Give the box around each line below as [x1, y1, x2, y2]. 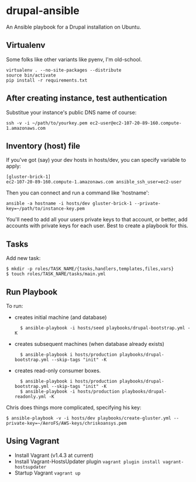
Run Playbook [6, 287, 57, 297]
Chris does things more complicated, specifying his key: [6, 404, 142, 411]
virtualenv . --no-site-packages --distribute [6, 67, 122, 73]
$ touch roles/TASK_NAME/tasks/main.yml [6, 271, 106, 277]
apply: [6, 162, 22, 170]
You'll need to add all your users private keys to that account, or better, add [6, 216, 188, 223]
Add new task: [6, 255, 41, 262]
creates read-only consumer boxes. [14, 367, 101, 374]
